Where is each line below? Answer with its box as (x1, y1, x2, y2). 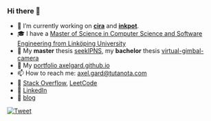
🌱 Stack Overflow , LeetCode (16, 79, 98, 87)
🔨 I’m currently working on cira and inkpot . (16, 22, 140, 30)
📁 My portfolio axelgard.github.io (16, 61, 110, 69)
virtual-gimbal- (161, 47, 204, 55)
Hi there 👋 (7, 6, 41, 16)
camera (16, 54, 39, 63)
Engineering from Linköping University (16, 39, 126, 47)
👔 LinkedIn (16, 86, 47, 95)
